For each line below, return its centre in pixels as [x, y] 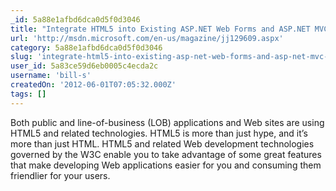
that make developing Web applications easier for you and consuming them [166, 165]
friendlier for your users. [60, 175]
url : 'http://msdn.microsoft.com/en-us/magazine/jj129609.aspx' [147, 38]
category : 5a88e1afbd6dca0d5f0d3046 [86, 47]
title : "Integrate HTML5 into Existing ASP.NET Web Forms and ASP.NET [160, 29]
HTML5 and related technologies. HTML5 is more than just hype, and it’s [159, 133]
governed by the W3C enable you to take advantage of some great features [166, 154]
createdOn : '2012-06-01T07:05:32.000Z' [93, 85]
